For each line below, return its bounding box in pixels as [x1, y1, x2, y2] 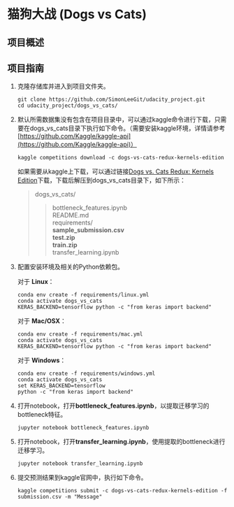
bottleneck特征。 [17, 410, 67, 419]
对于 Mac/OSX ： [17, 317, 66, 325]
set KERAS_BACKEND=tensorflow [17, 383, 106, 390]
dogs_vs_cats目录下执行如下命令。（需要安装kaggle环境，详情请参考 [29, 124, 226, 133]
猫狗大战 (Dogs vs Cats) [7, 6, 147, 22]
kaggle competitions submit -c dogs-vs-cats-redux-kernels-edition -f [17, 487, 228, 494]
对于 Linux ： [17, 278, 54, 286]
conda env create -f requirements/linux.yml [17, 292, 149, 299]
